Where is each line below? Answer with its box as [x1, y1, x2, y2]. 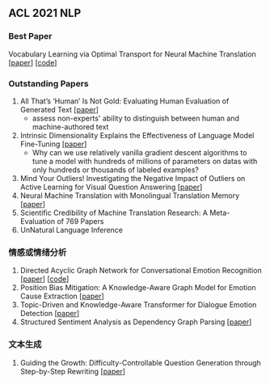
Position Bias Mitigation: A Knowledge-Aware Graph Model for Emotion [19, 283, 256, 293]
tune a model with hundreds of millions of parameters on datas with [32, 156, 258, 166]
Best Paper [8, 31, 53, 42]
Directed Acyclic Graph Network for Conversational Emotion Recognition [19, 266, 262, 276]
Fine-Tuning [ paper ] [19, 139, 87, 149]
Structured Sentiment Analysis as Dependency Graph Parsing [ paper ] [19, 317, 252, 327]
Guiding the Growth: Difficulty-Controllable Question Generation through [19, 357, 261, 367]
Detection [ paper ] [19, 309, 80, 319]
